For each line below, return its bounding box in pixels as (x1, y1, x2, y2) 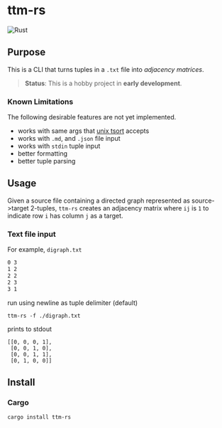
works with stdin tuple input (17, 141, 101, 151)
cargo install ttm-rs (7, 414, 72, 421)
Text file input (7, 229, 56, 239)
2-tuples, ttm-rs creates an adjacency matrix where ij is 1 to (30, 203, 209, 212)
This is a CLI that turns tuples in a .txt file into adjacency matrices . (7, 65, 204, 73)
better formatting (17, 149, 68, 158)
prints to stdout (7, 324, 52, 333)
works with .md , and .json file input (17, 134, 121, 143)
